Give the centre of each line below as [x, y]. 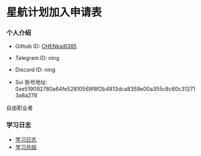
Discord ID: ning [35, 70]
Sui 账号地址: [31, 82]
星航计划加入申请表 [54, 12]
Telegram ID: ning [37, 58]
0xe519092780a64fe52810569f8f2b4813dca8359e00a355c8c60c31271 [105, 89]
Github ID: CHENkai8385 [46, 47]
